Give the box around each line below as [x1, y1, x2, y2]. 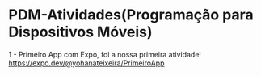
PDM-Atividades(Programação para [8, 6, 255, 24]
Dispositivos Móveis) [8, 23, 153, 41]
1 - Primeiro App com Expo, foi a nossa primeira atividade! [8, 49, 202, 59]
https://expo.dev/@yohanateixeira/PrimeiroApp [8, 58, 165, 68]
